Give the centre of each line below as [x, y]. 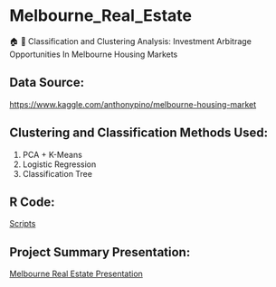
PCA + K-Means [52, 154]
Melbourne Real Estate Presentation [76, 274]
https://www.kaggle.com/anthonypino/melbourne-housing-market [133, 104]
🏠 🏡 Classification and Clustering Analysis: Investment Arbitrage [130, 41]
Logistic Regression [59, 164]
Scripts [23, 224]
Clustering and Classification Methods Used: [139, 133]
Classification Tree [57, 173]
